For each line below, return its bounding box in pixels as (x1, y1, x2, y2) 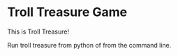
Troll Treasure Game (7, 4, 128, 20)
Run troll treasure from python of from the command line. (7, 41, 172, 49)
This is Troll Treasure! (7, 27, 70, 36)
